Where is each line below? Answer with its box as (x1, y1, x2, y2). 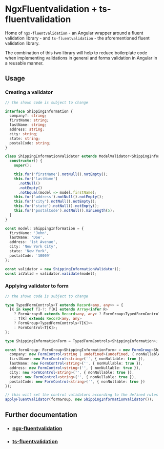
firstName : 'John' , (9, 230, 49, 235)
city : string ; (9, 131, 38, 136)
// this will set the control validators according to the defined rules (5, 392, 159, 397)
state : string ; (9, 136, 41, 141)
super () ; (14, 163, 32, 168)
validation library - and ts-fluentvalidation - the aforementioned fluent (5, 35, 150, 41)
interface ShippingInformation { (5, 109, 73, 114)
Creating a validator (5, 89, 53, 96)
